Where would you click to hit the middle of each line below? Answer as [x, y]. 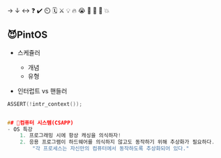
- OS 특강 [20, 129]
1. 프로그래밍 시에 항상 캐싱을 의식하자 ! [70, 136]
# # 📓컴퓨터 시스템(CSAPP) [40, 123]
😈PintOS [27, 35]
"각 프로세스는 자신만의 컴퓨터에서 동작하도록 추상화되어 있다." [111, 149]
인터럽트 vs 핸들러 [42, 90]
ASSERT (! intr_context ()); [45, 104]
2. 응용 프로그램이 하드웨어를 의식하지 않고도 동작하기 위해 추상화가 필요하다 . [117, 142]
